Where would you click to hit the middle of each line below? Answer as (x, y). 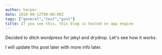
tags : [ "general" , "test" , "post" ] (40, 19)
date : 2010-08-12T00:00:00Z (35, 14)
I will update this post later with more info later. (53, 47)
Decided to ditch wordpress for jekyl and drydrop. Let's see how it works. (81, 38)
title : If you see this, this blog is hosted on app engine (69, 24)
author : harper (21, 10)
